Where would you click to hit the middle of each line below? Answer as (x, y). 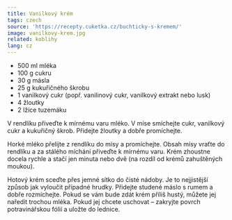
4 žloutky (31, 102)
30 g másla (33, 80)
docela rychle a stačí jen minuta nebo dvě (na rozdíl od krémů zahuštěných (115, 159)
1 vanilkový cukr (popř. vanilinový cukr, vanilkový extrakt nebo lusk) (114, 95)
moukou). (21, 166)
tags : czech (24, 20)
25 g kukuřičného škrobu (53, 88)
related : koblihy (32, 40)
